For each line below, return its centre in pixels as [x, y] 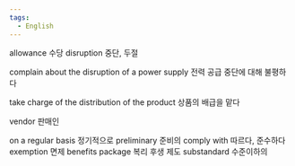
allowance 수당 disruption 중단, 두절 [74, 52]
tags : [19, 17]
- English [35, 26]
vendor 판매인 [35, 121]
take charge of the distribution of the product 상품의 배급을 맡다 [125, 102]
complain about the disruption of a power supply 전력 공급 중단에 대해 [136, 72]
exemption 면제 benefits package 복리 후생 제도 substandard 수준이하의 [139, 151]
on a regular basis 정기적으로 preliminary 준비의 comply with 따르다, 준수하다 [147, 140]
